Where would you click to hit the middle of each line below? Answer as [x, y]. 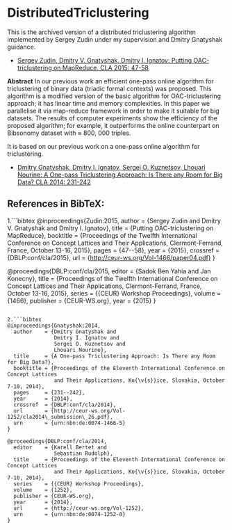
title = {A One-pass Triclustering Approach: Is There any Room [115, 356]
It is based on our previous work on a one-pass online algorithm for [103, 146]
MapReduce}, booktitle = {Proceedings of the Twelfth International [102, 235]
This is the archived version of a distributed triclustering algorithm [101, 32]
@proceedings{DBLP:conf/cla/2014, [57, 441]
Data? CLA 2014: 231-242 [54, 182]
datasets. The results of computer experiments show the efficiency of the [112, 118]
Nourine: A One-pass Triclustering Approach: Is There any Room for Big [120, 175]
